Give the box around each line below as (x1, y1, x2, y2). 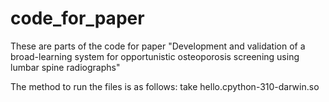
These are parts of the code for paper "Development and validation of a (10, 40, 306, 52)
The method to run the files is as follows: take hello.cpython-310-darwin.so (10, 80, 320, 92)
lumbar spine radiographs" (10, 61, 121, 73)
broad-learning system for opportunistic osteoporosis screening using (10, 50, 300, 62)
